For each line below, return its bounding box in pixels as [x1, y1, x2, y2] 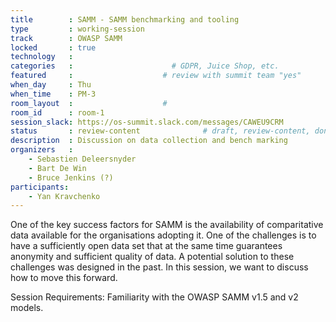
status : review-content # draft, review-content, [10, 126, 311, 136]
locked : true [10, 42, 97, 53]
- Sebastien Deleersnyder [28, 154, 137, 164]
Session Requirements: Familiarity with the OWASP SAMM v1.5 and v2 [10, 291, 299, 303]
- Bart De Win [28, 163, 87, 173]
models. [10, 302, 44, 314]
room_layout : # [10, 98, 168, 108]
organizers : [10, 145, 74, 155]
